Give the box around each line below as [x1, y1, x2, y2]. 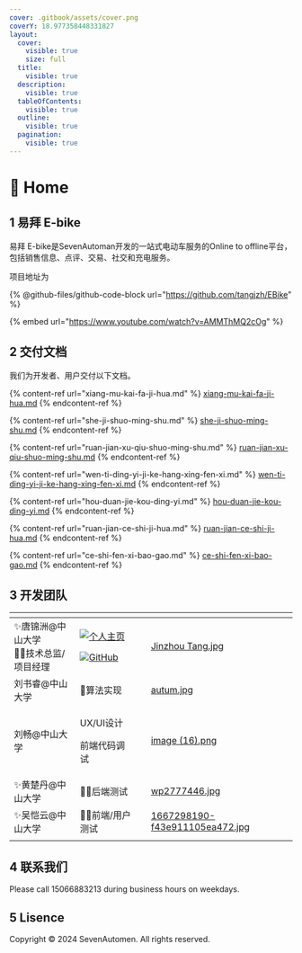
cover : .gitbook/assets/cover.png [9, 13, 139, 22]
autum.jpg [150, 684, 193, 697]
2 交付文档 [9, 344, 67, 360]
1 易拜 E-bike [9, 215, 81, 230]
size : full [25, 55, 67, 64]
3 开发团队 [9, 587, 67, 602]
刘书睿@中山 [13, 678, 68, 690]
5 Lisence [9, 910, 65, 925]
